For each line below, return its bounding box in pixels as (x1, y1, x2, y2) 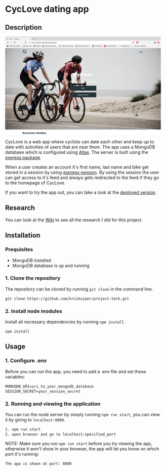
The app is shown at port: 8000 (5, 461, 72, 467)
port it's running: (5, 451, 39, 457)
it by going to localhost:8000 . (5, 417, 66, 423)
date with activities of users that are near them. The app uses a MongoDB (5, 144, 156, 150)
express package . (5, 155, 41, 160)
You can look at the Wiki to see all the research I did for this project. (5, 216, 143, 223)
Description (5, 23, 42, 32)
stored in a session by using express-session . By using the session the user (5, 170, 160, 175)
